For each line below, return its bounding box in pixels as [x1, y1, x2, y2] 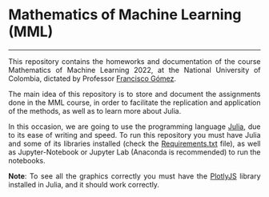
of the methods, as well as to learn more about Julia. [8, 106, 182, 115]
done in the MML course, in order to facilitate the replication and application [8, 98, 261, 107]
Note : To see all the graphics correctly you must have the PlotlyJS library [8, 171, 261, 181]
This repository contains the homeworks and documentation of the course [8, 56, 261, 66]
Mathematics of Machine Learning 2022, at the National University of [8, 65, 261, 74]
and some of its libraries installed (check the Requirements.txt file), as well [8, 139, 261, 148]
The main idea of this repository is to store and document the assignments [8, 89, 261, 98]
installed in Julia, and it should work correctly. [8, 179, 160, 189]
